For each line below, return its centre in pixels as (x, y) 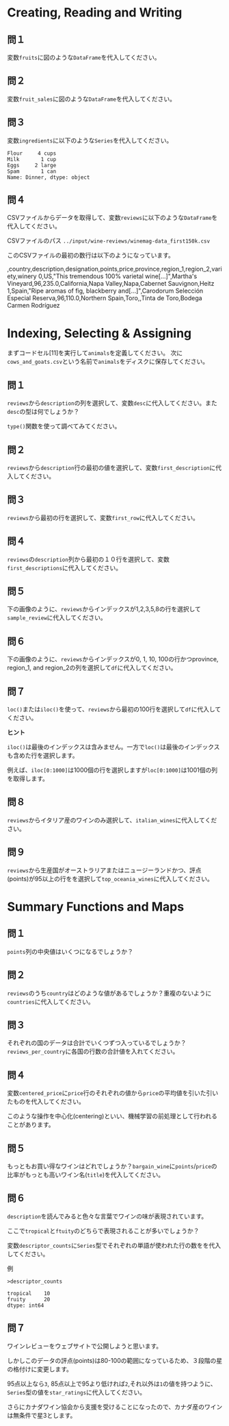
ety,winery (22, 276)
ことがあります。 (31, 1124)
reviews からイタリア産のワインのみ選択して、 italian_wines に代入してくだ (112, 820)
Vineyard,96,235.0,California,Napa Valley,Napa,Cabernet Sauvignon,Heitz (111, 284)
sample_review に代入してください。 (57, 617)
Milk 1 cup (32, 159)
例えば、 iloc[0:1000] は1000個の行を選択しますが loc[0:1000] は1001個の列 (112, 770)
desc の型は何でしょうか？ (43, 412)
